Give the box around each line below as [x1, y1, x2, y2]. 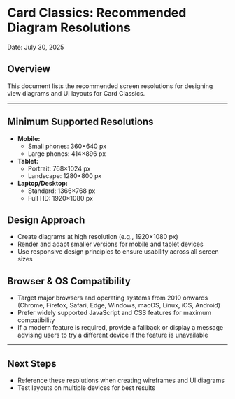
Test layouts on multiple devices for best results [17, 384, 156, 392]
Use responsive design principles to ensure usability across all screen [17, 247, 219, 256]
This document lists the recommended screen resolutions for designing [7, 82, 213, 90]
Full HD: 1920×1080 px [27, 194, 93, 202]
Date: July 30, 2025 [7, 43, 64, 51]
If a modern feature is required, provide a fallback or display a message [17, 324, 224, 332]
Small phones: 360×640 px [27, 142, 107, 150]
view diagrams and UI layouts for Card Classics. [7, 89, 145, 97]
